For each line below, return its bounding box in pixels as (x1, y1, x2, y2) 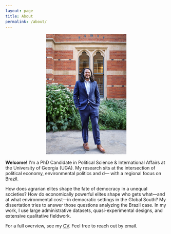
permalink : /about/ (5, 19, 47, 24)
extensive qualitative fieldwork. (5, 212, 71, 219)
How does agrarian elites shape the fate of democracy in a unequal (5, 185, 148, 192)
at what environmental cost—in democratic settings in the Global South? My (5, 196, 166, 202)
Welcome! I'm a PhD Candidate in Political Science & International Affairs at (5, 159, 165, 165)
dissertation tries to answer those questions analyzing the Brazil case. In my (5, 202, 166, 208)
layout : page (5, 8, 33, 13)
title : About (5, 13, 33, 19)
